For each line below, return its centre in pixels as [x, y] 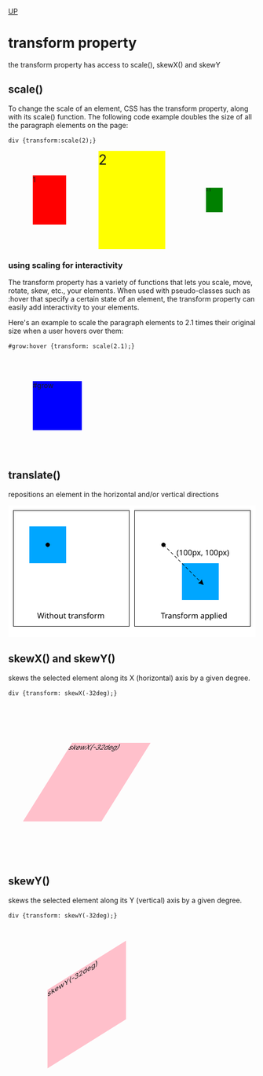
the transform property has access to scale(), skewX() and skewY [115, 64]
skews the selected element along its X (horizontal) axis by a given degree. [130, 678]
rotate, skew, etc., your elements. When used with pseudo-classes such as [129, 291]
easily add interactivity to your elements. [74, 307]
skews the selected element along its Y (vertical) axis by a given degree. [125, 900]
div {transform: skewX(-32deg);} [63, 693]
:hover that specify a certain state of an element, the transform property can [131, 299]
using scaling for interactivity [66, 265]
